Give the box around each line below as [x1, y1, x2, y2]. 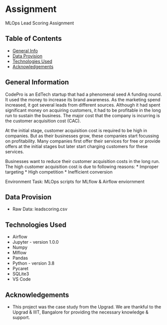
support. [12, 315, 30, 320]
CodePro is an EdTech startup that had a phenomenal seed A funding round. [5, 91, 162, 97]
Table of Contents [5, 34, 62, 43]
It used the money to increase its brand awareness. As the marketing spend [5, 96, 161, 103]
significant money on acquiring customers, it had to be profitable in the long [5, 107, 161, 113]
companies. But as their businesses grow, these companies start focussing [5, 133, 159, 139]
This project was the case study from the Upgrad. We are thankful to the [12, 304, 162, 310]
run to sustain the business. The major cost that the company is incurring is [5, 112, 161, 118]
